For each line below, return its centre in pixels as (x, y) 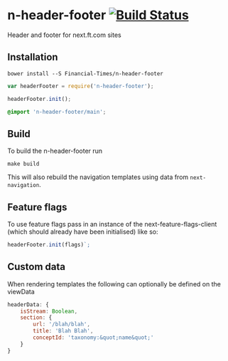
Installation (33, 57)
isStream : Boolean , (49, 311)
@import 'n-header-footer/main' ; (57, 112)
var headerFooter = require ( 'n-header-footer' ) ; (81, 86)
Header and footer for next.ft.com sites (65, 35)
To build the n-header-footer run (55, 151)
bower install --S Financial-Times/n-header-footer (85, 74)
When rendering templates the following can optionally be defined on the (114, 284)
